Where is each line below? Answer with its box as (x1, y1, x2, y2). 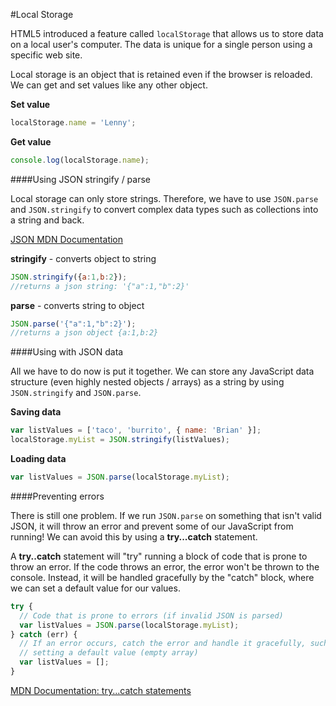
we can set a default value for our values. (10, 582, 181, 594)
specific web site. (10, 49, 83, 61)
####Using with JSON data (10, 346, 124, 358)
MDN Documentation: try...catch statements (10, 684, 192, 696)
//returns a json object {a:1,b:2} (10, 328, 159, 338)
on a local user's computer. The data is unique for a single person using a (10, 39, 313, 50)
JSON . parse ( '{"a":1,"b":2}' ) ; (10, 319, 137, 329)
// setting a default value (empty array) (19, 648, 199, 658)
